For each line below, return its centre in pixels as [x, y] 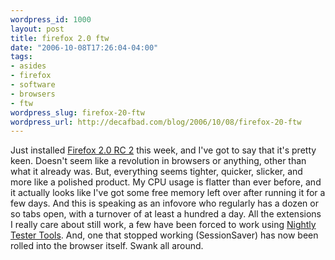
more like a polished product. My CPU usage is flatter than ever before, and [166, 182]
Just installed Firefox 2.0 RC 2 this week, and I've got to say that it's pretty [163, 150]
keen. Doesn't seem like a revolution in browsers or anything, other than [158, 161]
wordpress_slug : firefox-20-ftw [77, 112]
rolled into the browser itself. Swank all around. [107, 246]
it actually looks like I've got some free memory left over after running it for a [168, 193]
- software [33, 85]
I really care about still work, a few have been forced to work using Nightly [163, 225]
